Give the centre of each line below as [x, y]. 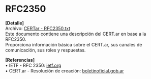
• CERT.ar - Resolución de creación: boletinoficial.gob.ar [65, 71]
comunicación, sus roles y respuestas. [46, 50]
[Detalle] [15, 23]
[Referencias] [20, 60]
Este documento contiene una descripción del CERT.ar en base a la [76, 34]
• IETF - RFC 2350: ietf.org [33, 65]
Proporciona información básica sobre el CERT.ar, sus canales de [74, 44]
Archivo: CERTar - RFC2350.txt [38, 28]
